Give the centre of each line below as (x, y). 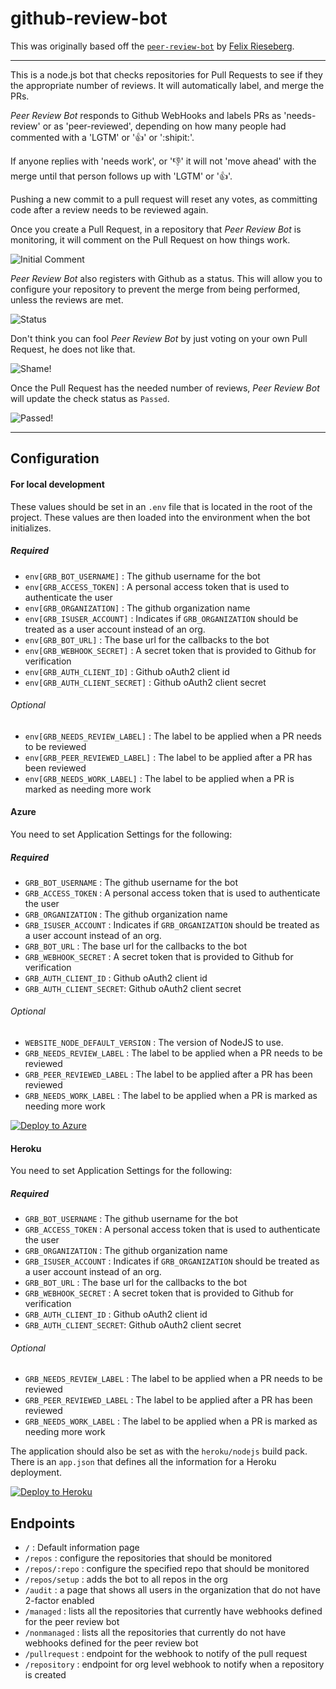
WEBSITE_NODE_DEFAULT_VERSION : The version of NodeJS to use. (154, 1043)
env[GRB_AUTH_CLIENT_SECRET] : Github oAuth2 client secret (145, 682)
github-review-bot (89, 18)
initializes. (31, 528)
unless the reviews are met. (67, 299)
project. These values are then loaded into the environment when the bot (160, 517)
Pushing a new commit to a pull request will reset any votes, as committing (164, 199)
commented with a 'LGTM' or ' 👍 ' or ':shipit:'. (102, 137)
